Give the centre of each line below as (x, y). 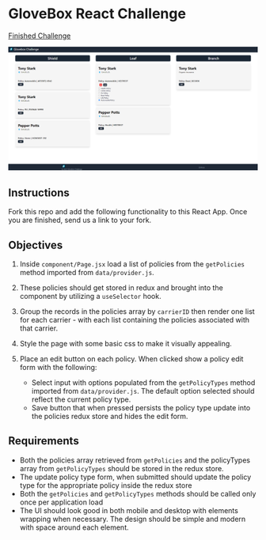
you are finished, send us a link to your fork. (80, 220)
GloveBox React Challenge (97, 14)
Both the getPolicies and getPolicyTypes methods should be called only (138, 493)
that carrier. (38, 328)
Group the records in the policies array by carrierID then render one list (137, 312)
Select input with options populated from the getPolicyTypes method (143, 383)
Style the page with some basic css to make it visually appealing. (125, 344)
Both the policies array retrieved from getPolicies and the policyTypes (135, 460)
